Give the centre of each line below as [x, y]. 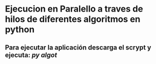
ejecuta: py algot [31, 55]
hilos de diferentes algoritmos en [73, 19]
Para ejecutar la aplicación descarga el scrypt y [78, 47]
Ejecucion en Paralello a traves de [74, 9]
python [20, 30]
